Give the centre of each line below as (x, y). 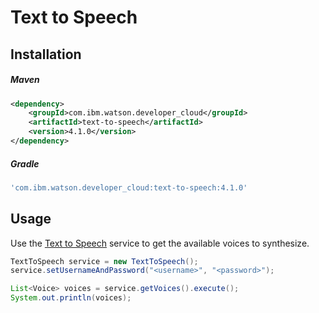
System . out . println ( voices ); (71, 298)
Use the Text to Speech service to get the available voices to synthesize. (160, 243)
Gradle (25, 163)
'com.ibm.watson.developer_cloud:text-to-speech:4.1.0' (129, 187)
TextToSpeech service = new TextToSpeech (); (104, 261)
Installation (46, 54)
